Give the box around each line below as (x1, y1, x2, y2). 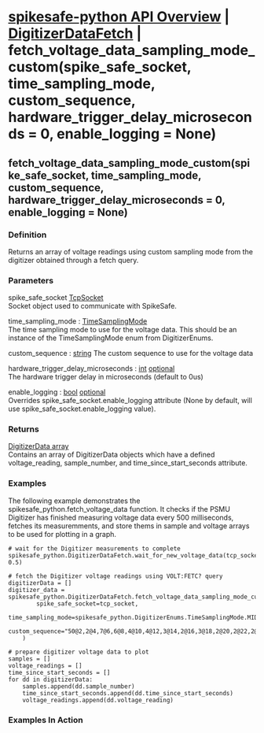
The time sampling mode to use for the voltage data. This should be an (8, 325, 237, 335)
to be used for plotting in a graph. (8, 529, 116, 539)
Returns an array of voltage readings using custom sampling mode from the (8, 246, 254, 256)
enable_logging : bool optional (8, 387, 106, 397)
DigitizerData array (8, 442, 69, 451)
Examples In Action (8, 714, 84, 725)
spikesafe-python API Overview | (8, 8, 230, 26)
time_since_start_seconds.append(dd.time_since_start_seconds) (22, 689, 234, 697)
